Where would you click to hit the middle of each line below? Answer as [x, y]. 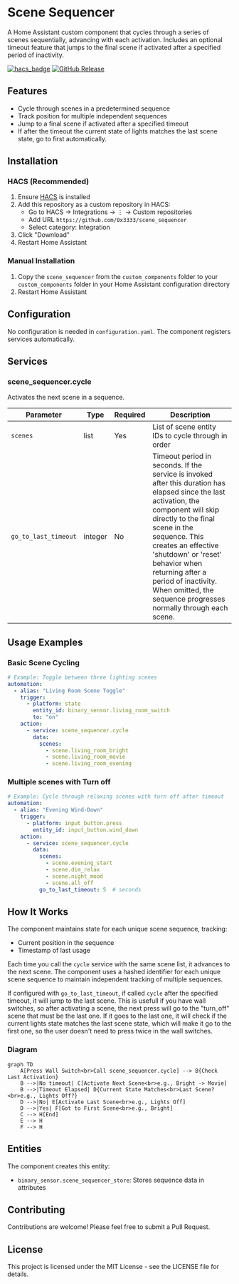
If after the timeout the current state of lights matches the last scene [118, 131]
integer [96, 537]
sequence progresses [189, 599]
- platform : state [53, 704]
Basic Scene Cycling [44, 662]
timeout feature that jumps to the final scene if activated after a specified [114, 47]
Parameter [44, 415]
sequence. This [178, 537]
